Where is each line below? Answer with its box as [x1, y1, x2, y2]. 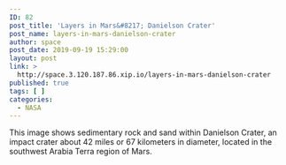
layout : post [9, 54, 58, 63]
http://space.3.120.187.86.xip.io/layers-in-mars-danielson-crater [17, 71, 272, 79]
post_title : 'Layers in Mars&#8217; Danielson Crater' [9, 21, 216, 30]
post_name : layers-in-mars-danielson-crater [9, 29, 176, 38]
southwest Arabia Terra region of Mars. [9, 146, 152, 157]
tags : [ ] [9, 86, 46, 95]
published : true [9, 79, 69, 87]
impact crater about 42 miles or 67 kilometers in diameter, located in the [9, 137, 273, 147]
